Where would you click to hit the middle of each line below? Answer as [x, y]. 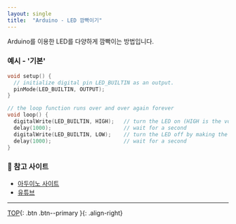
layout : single [29, 14]
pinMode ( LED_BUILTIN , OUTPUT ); [59, 89]
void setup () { [29, 76]
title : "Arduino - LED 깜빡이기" [55, 20]
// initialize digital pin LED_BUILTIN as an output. [94, 83]
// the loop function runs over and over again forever [91, 108]
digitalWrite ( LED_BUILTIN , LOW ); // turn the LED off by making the [121, 134]
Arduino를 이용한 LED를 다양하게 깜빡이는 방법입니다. [81, 41]
